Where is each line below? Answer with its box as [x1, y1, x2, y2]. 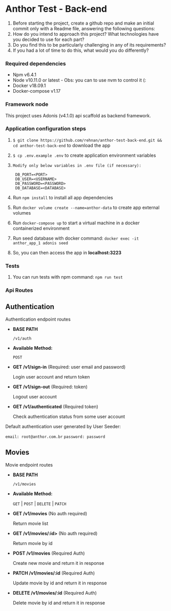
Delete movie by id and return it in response [12, 600, 105, 606]
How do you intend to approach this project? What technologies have [12, 31, 159, 37]
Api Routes [5, 287, 33, 294]
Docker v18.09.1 [12, 82, 46, 89]
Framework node [5, 101, 49, 108]
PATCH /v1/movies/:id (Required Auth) [12, 570, 95, 576]
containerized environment [12, 225, 70, 231]
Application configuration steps [5, 125, 86, 132]
